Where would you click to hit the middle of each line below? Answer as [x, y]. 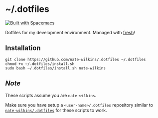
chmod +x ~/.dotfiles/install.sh [40, 64]
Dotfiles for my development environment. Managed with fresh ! [70, 32]
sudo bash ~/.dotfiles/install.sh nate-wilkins [56, 68]
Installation [23, 48]
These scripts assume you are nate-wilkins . [51, 95]
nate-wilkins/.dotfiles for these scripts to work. [56, 110]
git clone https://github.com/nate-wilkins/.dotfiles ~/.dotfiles [76, 59]
